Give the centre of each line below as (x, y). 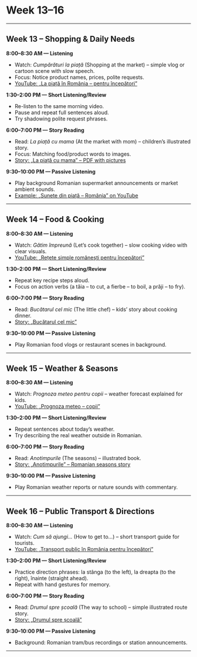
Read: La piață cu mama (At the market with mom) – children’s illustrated (103, 141)
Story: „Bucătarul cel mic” (46, 321)
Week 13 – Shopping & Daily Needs (70, 39)
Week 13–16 (35, 10)
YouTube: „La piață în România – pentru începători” (76, 83)
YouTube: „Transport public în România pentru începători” (84, 549)
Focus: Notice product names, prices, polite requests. (79, 77)
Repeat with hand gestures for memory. (62, 585)
